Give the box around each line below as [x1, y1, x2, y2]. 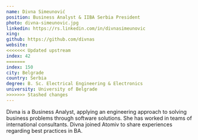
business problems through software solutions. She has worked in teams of [6, 114, 193, 122]
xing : [6, 31, 20, 37]
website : [6, 42, 28, 48]
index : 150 [6, 64, 33, 70]
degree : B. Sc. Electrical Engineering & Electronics [6, 81, 144, 87]
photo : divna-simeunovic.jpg [6, 20, 79, 26]
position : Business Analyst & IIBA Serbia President [6, 14, 141, 20]
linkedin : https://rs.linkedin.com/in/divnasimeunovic [6, 25, 146, 32]
